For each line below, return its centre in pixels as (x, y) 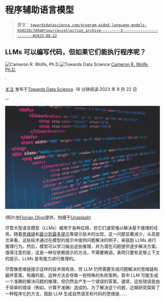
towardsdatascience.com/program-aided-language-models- (89, 25)
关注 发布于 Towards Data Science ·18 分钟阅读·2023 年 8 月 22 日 (71, 89)
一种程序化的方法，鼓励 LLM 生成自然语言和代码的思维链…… (66, 294)
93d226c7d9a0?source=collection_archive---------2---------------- (87, 30)
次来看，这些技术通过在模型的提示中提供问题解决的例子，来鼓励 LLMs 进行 (81, 240)
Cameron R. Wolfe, (130, 64)
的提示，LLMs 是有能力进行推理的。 (41, 259)
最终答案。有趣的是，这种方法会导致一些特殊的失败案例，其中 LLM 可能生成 (82, 275)
